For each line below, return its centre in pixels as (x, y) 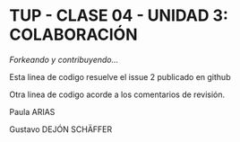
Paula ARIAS (32, 111)
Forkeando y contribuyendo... (64, 59)
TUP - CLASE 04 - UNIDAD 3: (119, 16)
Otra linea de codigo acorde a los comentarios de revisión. (117, 94)
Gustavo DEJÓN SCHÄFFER (61, 129)
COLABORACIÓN (73, 35)
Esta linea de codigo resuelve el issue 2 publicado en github (120, 76)
